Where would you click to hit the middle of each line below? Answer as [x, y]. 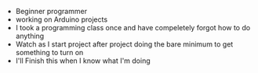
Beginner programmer [51, 11]
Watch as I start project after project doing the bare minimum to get [124, 44]
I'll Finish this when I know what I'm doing [83, 61]
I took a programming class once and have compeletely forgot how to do [133, 28]
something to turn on [49, 52]
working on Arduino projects [62, 19]
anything [30, 36]
